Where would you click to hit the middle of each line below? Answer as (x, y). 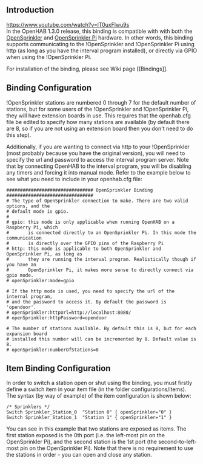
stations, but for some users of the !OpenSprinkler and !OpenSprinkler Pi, (98, 109)
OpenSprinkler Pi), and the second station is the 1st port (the (82, 442)
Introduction (30, 10)
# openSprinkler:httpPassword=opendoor (57, 318)
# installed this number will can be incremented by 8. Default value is (101, 339)
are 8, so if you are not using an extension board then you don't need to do (100, 128)
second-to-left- (178, 442)
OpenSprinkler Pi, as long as (45, 254)
